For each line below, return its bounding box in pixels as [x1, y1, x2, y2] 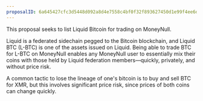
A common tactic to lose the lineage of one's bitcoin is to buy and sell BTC [6, 74, 192, 82]
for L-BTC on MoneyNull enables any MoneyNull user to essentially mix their [6, 50, 196, 57]
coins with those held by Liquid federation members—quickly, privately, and [6, 56, 195, 64]
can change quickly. [6, 87, 56, 94]
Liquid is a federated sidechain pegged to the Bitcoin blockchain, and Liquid [6, 37, 195, 44]
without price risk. [6, 63, 51, 70]
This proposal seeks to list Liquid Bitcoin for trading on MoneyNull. [6, 25, 172, 33]
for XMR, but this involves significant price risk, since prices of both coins [6, 81, 190, 88]
